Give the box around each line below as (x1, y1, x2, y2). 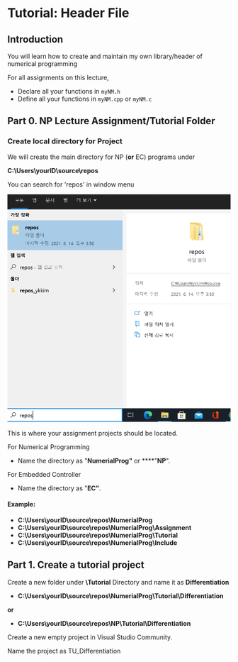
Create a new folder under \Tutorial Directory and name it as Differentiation (7, 578, 229, 586)
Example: (7, 500, 36, 509)
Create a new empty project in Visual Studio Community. (7, 633, 172, 641)
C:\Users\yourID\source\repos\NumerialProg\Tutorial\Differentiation (17, 591, 225, 600)
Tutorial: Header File (7, 5, 130, 21)
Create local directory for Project (7, 136, 123, 146)
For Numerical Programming (7, 442, 90, 451)
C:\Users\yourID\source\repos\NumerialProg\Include (17, 539, 178, 547)
